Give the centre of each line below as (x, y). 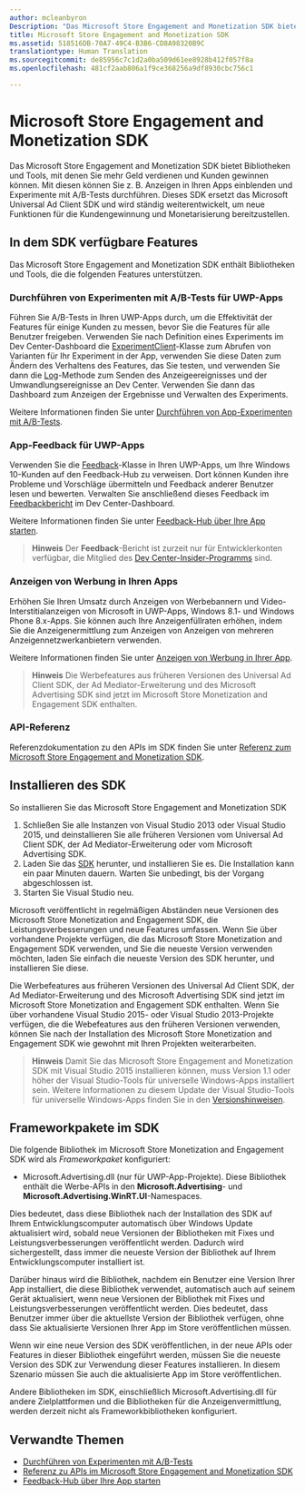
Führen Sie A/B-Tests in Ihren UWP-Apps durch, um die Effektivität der (141, 317)
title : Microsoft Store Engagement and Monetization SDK (119, 34)
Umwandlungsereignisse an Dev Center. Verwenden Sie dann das (133, 384)
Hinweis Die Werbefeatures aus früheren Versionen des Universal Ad (161, 675)
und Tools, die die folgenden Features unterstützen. (106, 274)
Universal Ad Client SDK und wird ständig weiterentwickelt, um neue (137, 204)
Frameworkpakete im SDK (84, 1128)
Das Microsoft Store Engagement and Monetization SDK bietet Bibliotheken (150, 165)
